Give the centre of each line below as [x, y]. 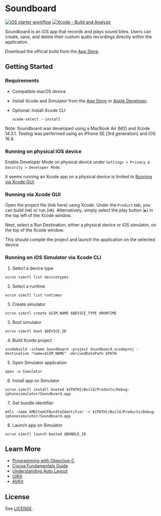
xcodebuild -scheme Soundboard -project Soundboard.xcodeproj [70, 349]
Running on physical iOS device [43, 151]
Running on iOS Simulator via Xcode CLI [53, 258]
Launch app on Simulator [37, 425]
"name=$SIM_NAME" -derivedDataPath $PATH [74, 353]
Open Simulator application [40, 363]
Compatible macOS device [39, 91]
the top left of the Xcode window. [39, 215]
